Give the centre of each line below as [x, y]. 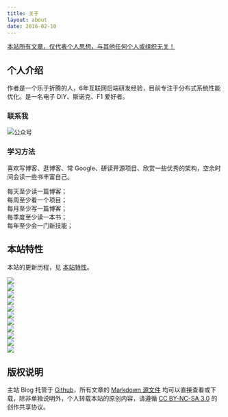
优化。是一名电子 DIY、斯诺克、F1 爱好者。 [68, 97]
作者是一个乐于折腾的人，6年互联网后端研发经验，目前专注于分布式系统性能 [114, 88]
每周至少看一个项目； [37, 200]
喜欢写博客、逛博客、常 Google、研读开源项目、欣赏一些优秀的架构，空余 [111, 168]
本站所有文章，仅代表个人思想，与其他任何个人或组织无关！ [91, 47]
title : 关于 [23, 13]
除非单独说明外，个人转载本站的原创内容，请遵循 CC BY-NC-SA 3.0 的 [118, 398]
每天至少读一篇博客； [37, 191]
